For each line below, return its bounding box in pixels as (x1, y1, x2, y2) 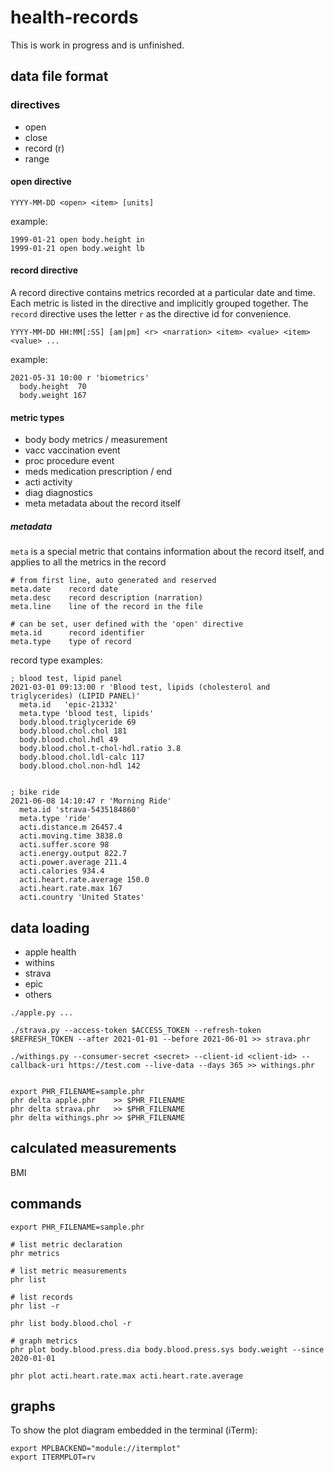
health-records (10, 6, 139, 29)
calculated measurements (10, 1140, 177, 1157)
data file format (10, 68, 109, 85)
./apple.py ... (10, 1008, 74, 1018)
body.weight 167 (19, 391, 87, 401)
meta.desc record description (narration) (10, 593, 203, 603)
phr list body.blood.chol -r (10, 1318, 132, 1328)
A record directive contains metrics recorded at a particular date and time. (10, 287, 316, 299)
